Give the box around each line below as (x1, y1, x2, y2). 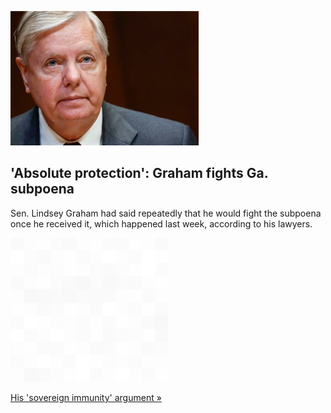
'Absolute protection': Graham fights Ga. (10, 165, 269, 182)
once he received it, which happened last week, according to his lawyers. (10, 217, 313, 230)
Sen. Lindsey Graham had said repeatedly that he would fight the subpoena (10, 207, 322, 219)
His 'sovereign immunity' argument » (10, 391, 162, 403)
